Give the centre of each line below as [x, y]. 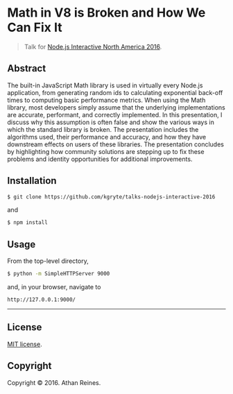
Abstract [27, 68]
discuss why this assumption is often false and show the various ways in [111, 122]
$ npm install [28, 223]
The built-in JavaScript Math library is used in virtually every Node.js [105, 85]
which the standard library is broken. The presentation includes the [103, 129]
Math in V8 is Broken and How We [106, 13]
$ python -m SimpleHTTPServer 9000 [59, 274]
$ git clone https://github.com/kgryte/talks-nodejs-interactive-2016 [111, 197]
